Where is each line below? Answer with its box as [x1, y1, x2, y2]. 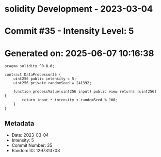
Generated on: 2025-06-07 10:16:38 [4, 47, 154, 59]
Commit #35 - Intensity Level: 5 [4, 26, 134, 37]
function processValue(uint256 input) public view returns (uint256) [13, 89, 157, 94]
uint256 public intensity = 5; [13, 77, 77, 81]
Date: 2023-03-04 [11, 132, 49, 138]
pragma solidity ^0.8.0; [4, 64, 55, 69]
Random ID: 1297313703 [11, 148, 60, 154]
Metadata [4, 119, 34, 127]
